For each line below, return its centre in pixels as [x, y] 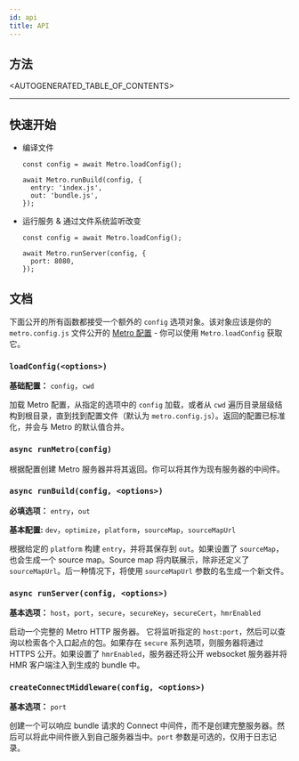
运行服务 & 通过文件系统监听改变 [81, 221]
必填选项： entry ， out [50, 510]
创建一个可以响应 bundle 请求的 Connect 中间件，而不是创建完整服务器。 [143, 725]
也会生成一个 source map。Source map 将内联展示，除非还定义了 [129, 559]
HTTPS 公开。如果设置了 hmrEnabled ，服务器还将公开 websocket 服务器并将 [148, 654]
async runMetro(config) [61, 449]
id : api [24, 17]
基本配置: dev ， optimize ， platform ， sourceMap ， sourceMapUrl [123, 530]
